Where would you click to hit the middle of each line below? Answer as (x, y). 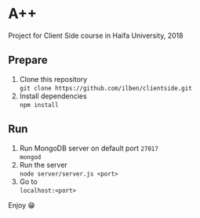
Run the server (44, 164)
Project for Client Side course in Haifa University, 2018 (96, 35)
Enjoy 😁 (22, 205)
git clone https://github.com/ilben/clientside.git (105, 88)
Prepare (28, 60)
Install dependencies (53, 96)
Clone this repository (53, 79)
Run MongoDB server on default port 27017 (89, 148)
